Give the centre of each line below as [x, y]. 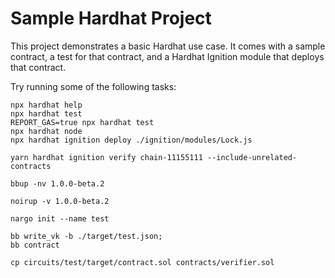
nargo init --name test [60, 218]
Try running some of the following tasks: [93, 86]
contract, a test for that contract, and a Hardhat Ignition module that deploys [167, 56]
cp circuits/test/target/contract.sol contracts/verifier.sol [142, 262]
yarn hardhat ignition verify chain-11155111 [106, 157]
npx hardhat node [46, 131]
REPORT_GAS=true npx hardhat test [82, 122]
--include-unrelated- [252, 157]
